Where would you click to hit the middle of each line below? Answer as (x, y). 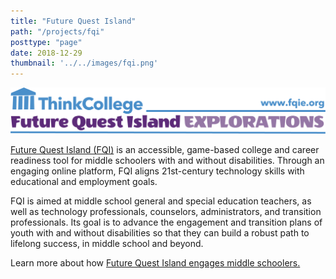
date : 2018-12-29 (46, 53)
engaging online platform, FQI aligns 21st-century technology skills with (157, 171)
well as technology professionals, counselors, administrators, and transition (166, 212)
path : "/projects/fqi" (57, 31)
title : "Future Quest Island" (73, 21)
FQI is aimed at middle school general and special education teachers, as (161, 201)
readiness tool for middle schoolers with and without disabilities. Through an (167, 161)
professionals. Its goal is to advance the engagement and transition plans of (166, 222)
